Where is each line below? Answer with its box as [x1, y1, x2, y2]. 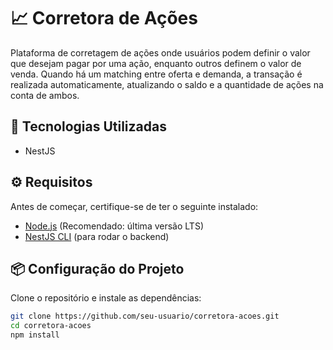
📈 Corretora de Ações [10, 7, 198, 30]
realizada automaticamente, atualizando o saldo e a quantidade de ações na [10, 78, 324, 90]
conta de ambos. [10, 89, 80, 101]
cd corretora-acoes [10, 321, 92, 331]
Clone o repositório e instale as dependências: [10, 292, 202, 304]
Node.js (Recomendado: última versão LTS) [24, 220, 204, 232]
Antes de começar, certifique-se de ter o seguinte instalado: [10, 200, 259, 212]
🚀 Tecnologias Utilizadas [10, 118, 167, 135]
